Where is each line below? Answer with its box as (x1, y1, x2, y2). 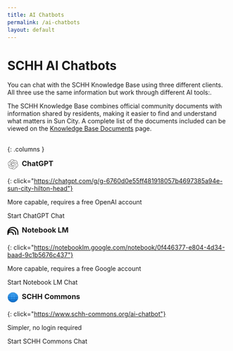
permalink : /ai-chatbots (7, 18, 80, 26)
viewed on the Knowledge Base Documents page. (7, 124, 152, 133)
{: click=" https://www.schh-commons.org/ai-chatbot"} (7, 309, 166, 318)
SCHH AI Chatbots (7, 57, 118, 73)
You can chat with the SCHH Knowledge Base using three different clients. (7, 81, 223, 90)
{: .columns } (7, 144, 44, 153)
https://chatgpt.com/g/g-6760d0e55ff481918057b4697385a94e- (34, 176, 223, 185)
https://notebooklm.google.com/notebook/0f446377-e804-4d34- (34, 243, 225, 252)
